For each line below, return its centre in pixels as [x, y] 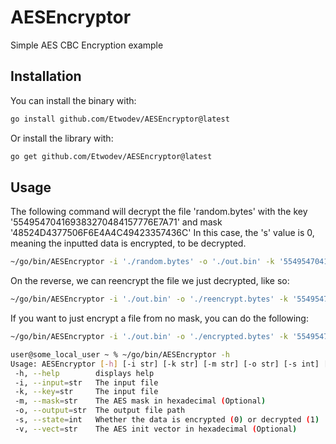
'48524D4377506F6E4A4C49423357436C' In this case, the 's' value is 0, [162, 233]
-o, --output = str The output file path [100, 411]
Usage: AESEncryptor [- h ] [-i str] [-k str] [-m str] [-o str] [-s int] [165, 364]
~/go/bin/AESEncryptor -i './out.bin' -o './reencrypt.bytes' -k [149, 299]
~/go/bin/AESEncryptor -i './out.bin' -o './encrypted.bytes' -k [149, 337]
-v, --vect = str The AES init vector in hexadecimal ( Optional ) [156, 429]
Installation [46, 76]
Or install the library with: [62, 138]
